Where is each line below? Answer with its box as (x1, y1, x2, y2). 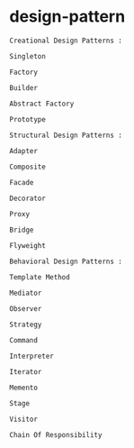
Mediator (9, 288, 42, 297)
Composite (9, 162, 47, 171)
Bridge (9, 225, 34, 234)
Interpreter (9, 352, 54, 361)
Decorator (9, 194, 47, 203)
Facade (9, 178, 34, 187)
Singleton (9, 51, 47, 60)
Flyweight (9, 241, 47, 250)
